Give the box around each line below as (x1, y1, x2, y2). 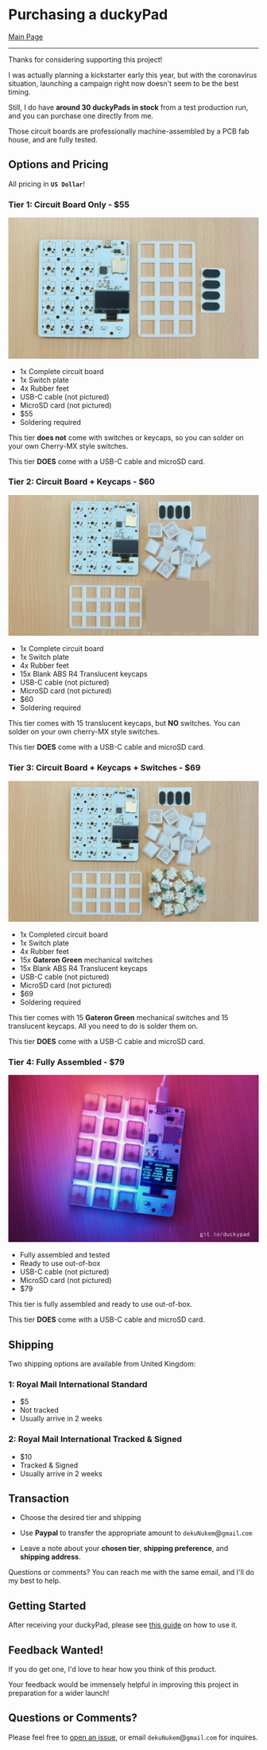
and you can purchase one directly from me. (8, 111, 153, 120)
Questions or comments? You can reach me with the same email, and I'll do (8, 1568, 254, 1577)
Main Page (8, 32, 44, 41)
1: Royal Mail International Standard (8, 1378, 148, 1389)
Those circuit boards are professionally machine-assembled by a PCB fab (8, 126, 250, 136)
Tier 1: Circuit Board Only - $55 (8, 199, 130, 210)
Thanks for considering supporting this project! (8, 54, 163, 64)
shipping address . (19, 1552, 81, 1561)
